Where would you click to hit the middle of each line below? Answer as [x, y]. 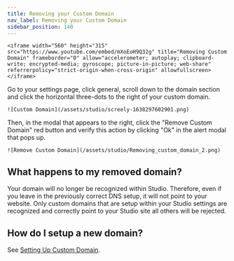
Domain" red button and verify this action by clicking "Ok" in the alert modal [117, 130]
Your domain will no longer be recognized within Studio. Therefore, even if [115, 189]
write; [17, 64]
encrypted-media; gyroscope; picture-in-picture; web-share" [120, 64]
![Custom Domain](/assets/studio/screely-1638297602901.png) [98, 110]
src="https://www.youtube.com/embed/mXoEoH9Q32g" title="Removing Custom [117, 52]
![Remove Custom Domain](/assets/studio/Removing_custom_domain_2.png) [114, 150]
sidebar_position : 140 [40, 27]
